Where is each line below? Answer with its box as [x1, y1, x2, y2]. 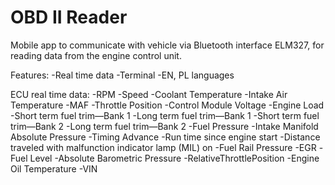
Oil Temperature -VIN [10, 162, 98, 175]
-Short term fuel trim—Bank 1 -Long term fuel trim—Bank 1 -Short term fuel [10, 109, 320, 121]
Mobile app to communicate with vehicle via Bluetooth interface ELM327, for [10, 39, 325, 51]
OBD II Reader [10, 6, 128, 29]
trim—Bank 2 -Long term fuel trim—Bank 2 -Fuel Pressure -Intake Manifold [10, 120, 319, 132]
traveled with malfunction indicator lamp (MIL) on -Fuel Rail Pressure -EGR [10, 141, 317, 153]
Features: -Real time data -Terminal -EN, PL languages [10, 69, 235, 81]
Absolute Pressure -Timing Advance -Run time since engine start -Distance [10, 131, 321, 143]
